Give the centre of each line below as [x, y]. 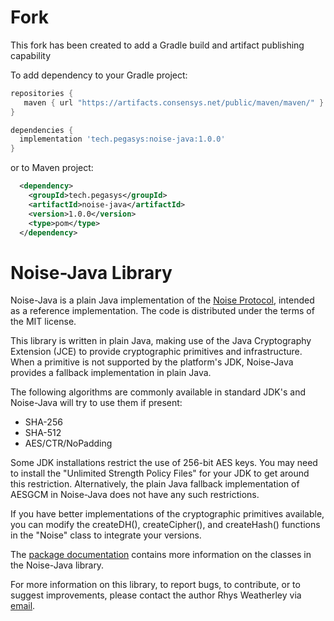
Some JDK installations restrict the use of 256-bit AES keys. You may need [164, 463]
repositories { [42, 93]
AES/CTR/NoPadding [68, 443]
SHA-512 [43, 433]
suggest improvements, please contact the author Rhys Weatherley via [156, 595]
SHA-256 [43, 422]
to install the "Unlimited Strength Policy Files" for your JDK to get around [160, 473]
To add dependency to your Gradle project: [99, 75]
